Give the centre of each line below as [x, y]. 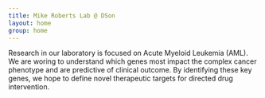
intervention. [29, 87]
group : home [28, 30]
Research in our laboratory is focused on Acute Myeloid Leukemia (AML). [129, 53]
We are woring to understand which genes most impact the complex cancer [132, 61]
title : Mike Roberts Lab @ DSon [62, 16]
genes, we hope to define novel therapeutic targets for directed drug [121, 78]
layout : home [30, 23]
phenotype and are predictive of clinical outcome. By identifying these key [130, 70]
